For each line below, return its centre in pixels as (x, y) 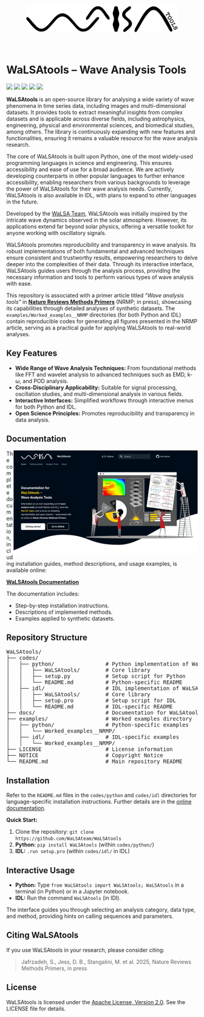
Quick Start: (22, 820)
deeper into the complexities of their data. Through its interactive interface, (100, 264)
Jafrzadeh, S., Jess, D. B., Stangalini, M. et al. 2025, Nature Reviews (106, 962)
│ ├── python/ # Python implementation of (98, 664)
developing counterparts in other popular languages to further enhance (96, 176)
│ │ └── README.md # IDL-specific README (90, 707)
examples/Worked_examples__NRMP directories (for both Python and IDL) (94, 315)
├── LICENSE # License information (90, 749)
